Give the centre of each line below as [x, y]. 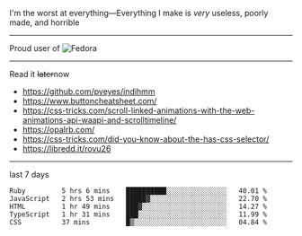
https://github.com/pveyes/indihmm [89, 92]
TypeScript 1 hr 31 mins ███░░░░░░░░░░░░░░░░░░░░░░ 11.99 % [138, 214]
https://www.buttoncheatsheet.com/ [89, 101]
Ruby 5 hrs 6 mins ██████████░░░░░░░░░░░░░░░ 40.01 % [138, 191]
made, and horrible [44, 22]
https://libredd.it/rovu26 [67, 149]
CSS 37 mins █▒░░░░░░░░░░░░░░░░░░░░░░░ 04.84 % [138, 223]
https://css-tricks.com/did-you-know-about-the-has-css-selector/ [146, 139]
